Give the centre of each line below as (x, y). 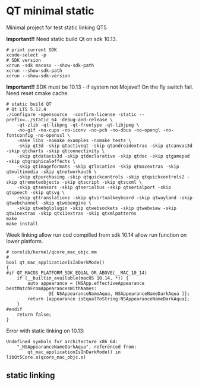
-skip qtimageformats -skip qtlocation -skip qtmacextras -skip (98, 167)
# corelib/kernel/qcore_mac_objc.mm (51, 252)
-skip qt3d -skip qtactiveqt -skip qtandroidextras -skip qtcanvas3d (105, 146)
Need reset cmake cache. (38, 93)
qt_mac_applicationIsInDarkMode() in (74, 352)
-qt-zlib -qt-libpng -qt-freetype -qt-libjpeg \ (78, 125)
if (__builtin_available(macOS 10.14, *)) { (73, 278)
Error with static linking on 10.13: (45, 331)
